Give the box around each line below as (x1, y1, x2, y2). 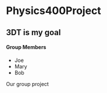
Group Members (6, 44, 47, 51)
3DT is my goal (6, 27, 61, 37)
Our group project (6, 80, 49, 87)
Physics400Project (6, 4, 102, 18)
